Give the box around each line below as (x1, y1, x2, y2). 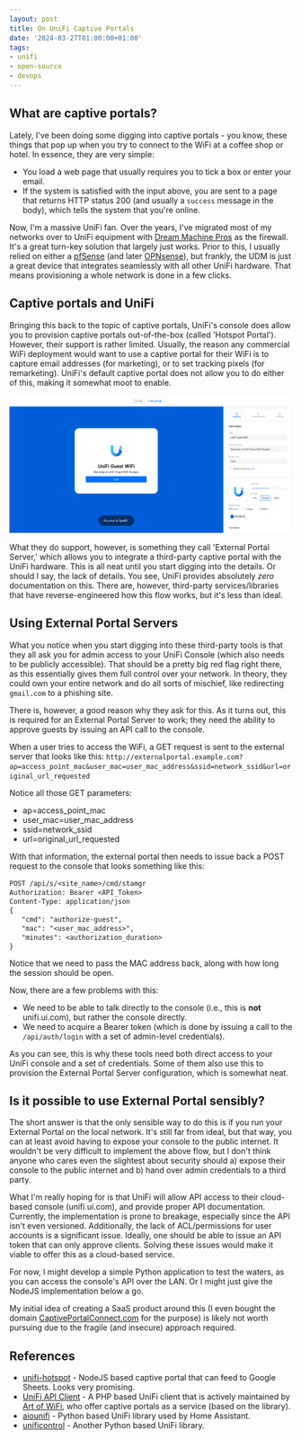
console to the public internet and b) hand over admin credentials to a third (9, 1165, 287, 1175)
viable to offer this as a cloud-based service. (9, 1249, 175, 1260)
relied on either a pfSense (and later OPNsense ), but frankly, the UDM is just (9, 250, 292, 261)
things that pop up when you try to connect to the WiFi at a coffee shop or (9, 139, 284, 150)
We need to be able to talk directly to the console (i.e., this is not (22, 1002, 261, 1013)
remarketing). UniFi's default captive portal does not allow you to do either (9, 367, 285, 378)
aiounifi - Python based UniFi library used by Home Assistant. (22, 1410, 252, 1421)
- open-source (9, 62, 63, 71)
